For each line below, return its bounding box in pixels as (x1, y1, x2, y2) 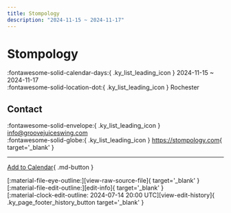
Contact (7, 103, 43, 115)
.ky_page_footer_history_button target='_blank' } (7, 199, 144, 207)
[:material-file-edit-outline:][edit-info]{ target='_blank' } (7, 183, 164, 192)
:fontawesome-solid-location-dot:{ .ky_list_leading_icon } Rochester (7, 83, 199, 91)
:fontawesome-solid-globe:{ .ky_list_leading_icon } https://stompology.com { (7, 136, 222, 144)
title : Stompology (7, 10, 60, 17)
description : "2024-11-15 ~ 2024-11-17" (7, 16, 125, 23)
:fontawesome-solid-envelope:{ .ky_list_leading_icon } (7, 122, 161, 130)
